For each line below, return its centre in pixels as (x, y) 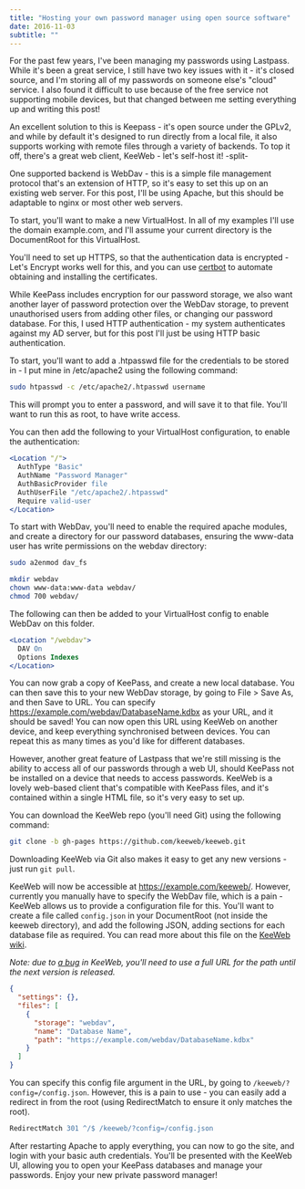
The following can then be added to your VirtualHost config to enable (139, 613)
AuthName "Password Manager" (73, 475)
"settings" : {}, (48, 997)
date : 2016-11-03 (42, 26)
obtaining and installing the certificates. (83, 277)
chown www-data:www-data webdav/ (73, 588)
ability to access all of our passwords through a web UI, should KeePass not (152, 768)
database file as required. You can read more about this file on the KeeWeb (150, 935)
